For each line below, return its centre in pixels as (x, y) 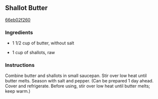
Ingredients (19, 32)
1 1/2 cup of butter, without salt (43, 43)
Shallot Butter (26, 8)
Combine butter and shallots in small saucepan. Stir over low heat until (76, 76)
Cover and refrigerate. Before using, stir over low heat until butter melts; (78, 86)
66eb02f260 (18, 20)
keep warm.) (18, 91)
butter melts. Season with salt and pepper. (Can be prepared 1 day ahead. (79, 81)
